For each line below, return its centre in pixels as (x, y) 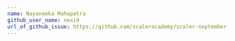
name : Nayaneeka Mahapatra (47, 14)
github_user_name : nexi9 (43, 20)
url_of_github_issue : (39, 26)
